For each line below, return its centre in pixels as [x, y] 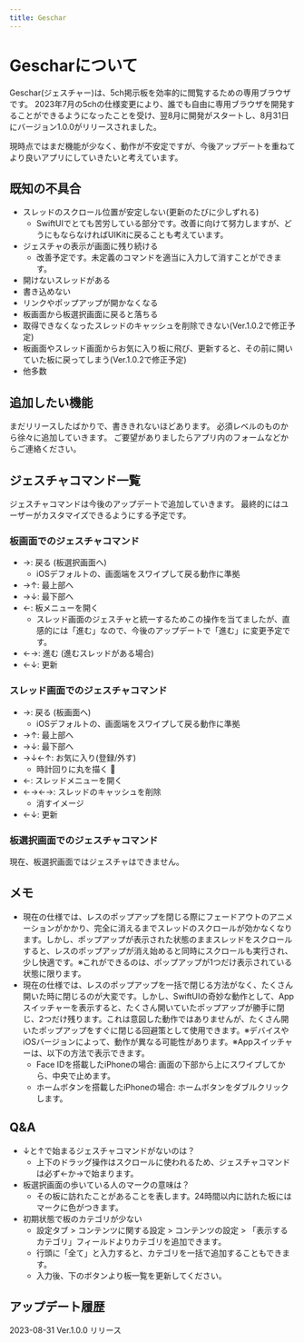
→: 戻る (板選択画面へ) [64, 562]
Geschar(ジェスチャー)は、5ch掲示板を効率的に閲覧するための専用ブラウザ [151, 93]
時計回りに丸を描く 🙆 [76, 769]
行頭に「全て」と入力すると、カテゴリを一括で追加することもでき [159, 1253]
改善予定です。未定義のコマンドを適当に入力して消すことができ [155, 258]
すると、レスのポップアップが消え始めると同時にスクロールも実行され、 [157, 950]
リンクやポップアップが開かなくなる [90, 303]
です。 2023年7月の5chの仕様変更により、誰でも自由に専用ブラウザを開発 [148, 104]
